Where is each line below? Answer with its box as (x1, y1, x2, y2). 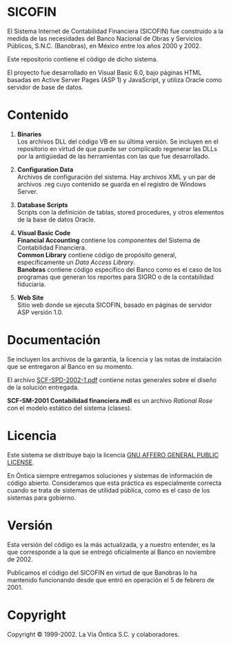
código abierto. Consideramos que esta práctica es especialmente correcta (7, 479, 222, 487)
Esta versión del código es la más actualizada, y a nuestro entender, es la (7, 540, 216, 548)
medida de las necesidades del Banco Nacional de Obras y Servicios (7, 34, 203, 42)
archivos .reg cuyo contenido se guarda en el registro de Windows (17, 180, 207, 188)
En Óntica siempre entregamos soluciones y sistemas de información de (7, 471, 212, 479)
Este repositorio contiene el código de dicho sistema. (7, 54, 159, 63)
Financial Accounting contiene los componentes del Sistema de (17, 236, 201, 244)
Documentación (7, 333, 101, 348)
